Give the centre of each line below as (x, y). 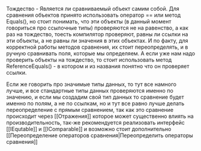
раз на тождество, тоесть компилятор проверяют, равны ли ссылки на (97, 34)
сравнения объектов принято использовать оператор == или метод (94, 15)
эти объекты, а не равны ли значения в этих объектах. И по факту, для (97, 41)
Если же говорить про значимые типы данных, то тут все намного (91, 84)
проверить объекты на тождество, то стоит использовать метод (89, 60)
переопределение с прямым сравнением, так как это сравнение (90, 110)
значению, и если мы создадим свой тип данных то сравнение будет (95, 97)
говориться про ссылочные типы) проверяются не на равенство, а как (97, 28)
